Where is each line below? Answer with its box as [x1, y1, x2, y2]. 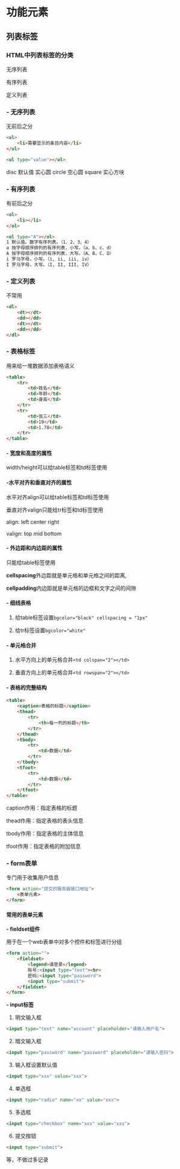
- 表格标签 [6, 347, 35, 356]
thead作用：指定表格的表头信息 [6, 817, 84, 825]
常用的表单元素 [6, 911, 43, 918]
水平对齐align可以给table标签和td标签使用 [6, 493, 109, 500]
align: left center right [6, 518, 59, 526]
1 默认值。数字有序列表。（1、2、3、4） [6, 239, 92, 246]
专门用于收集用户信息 [6, 874, 59, 881]
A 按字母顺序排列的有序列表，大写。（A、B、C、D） [6, 250, 114, 256]
